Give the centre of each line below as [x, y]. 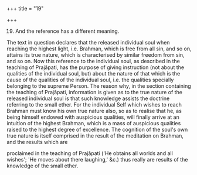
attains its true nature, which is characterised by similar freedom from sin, [96, 55]
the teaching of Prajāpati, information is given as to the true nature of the [94, 92]
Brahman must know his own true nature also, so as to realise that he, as [94, 111]
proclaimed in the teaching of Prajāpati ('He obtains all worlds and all [90, 153]
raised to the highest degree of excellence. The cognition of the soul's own [97, 129]
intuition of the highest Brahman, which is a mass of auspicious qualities [94, 123]
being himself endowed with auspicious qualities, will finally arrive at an [93, 117]
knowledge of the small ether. [43, 166]
